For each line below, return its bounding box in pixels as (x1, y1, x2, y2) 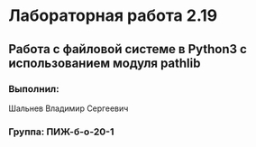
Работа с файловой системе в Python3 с (8, 41, 247, 57)
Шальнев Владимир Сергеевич (8, 103, 129, 114)
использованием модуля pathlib (8, 55, 201, 70)
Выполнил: (8, 82, 59, 95)
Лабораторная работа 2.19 (8, 5, 218, 26)
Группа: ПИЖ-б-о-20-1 (8, 125, 114, 138)
